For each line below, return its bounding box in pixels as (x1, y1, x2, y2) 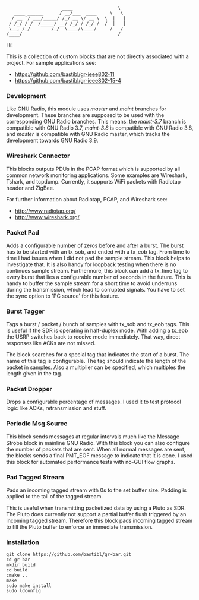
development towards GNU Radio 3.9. (6, 137, 99, 144)
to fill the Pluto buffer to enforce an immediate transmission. (6, 523, 153, 530)
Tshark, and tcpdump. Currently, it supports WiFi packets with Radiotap (6, 178, 181, 185)
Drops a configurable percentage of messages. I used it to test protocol (6, 398, 181, 406)
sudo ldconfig (6, 588, 42, 594)
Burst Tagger (6, 307, 45, 315)
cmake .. (6, 573, 28, 579)
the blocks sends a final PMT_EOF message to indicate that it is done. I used (6, 451, 193, 459)
